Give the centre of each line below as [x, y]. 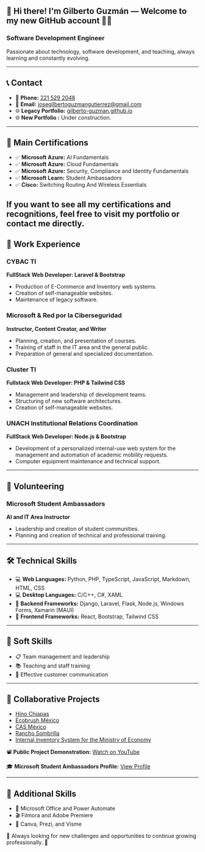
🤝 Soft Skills [30, 641]
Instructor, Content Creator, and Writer [56, 329]
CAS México [31, 727]
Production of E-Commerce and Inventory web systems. [86, 287]
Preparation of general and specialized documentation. [84, 353]
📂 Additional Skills [41, 794]
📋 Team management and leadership [62, 656]
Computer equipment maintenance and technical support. [88, 461]
